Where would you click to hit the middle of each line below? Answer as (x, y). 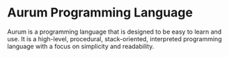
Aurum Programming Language (100, 13)
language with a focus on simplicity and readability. (81, 46)
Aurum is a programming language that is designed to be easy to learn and (114, 32)
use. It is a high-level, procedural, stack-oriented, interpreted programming (114, 38)
